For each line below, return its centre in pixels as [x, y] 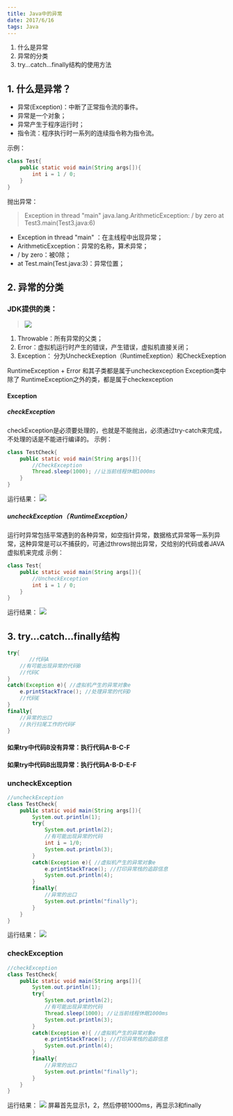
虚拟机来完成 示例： [35, 552]
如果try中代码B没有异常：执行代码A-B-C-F [69, 748]
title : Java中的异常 [35, 14]
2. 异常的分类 [35, 287]
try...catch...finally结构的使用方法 [64, 65]
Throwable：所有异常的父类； [60, 338]
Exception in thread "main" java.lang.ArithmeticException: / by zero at [124, 215]
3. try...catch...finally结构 [64, 636]
